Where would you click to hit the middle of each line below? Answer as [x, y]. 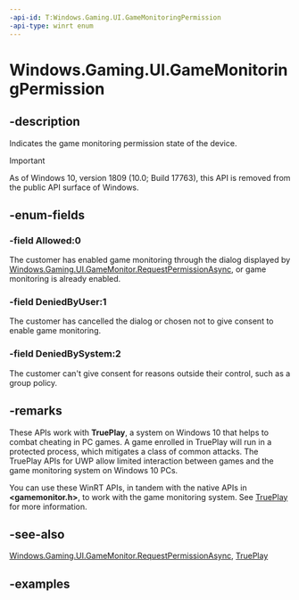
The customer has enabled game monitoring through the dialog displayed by [150, 260]
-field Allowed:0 [46, 240]
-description [45, 122]
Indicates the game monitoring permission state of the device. [123, 143]
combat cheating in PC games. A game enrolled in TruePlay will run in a [141, 441]
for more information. [48, 506]
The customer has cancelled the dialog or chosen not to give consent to [141, 321]
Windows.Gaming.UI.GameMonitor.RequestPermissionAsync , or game [138, 269]
